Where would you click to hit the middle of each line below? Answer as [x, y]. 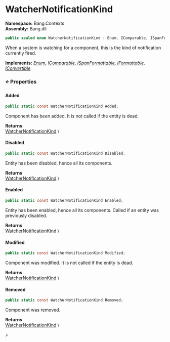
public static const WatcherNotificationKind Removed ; [64, 300]
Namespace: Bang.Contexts [35, 23]
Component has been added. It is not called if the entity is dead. [72, 116]
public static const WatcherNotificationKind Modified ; [65, 253]
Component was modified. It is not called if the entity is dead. [69, 263]
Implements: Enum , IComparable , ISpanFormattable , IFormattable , [75, 63]
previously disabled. [26, 216]
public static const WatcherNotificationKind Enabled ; [64, 201]
